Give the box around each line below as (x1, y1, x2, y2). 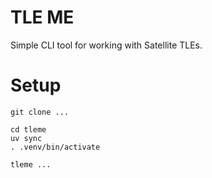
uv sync (10, 133, 43, 143)
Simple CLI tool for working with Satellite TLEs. (10, 39, 203, 51)
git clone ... (10, 107, 70, 117)
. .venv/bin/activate (10, 142, 101, 152)
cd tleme (10, 124, 47, 135)
